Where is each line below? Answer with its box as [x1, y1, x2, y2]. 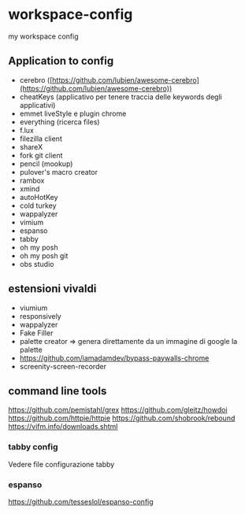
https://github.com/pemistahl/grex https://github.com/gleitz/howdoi [8, 405, 228, 415]
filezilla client [19, 134, 63, 143]
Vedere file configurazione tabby [8, 459, 115, 469]
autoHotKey [19, 192, 58, 202]
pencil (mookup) [19, 159, 73, 168]
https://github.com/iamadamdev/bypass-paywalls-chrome [19, 353, 210, 363]
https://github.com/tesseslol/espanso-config [8, 497, 154, 506]
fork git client [19, 150, 63, 160]
